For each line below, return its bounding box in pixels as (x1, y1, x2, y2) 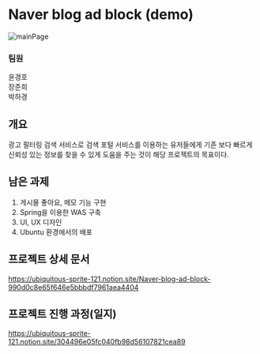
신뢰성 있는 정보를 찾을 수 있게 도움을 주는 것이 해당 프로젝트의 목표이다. (8, 150, 229, 160)
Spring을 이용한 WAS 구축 (19, 207, 101, 217)
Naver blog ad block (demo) (8, 6, 194, 24)
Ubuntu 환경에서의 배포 (19, 227, 93, 236)
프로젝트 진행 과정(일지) (8, 307, 117, 321)
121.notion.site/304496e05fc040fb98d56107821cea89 (8, 337, 186, 347)
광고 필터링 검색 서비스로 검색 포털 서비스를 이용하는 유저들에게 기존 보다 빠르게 (8, 140, 253, 149)
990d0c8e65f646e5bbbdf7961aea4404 (8, 282, 139, 292)
